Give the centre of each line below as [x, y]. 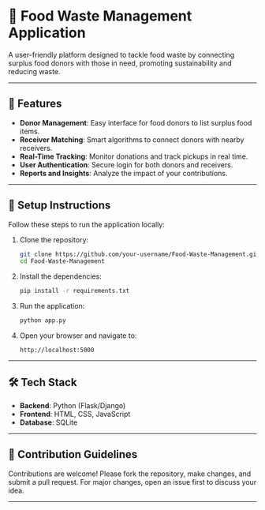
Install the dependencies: [61, 276]
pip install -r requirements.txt [75, 291]
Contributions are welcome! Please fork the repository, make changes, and [130, 474]
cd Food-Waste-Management [62, 261]
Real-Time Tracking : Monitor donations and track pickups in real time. [134, 156]
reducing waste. [34, 71]
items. [30, 131]
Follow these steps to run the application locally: [87, 224]
